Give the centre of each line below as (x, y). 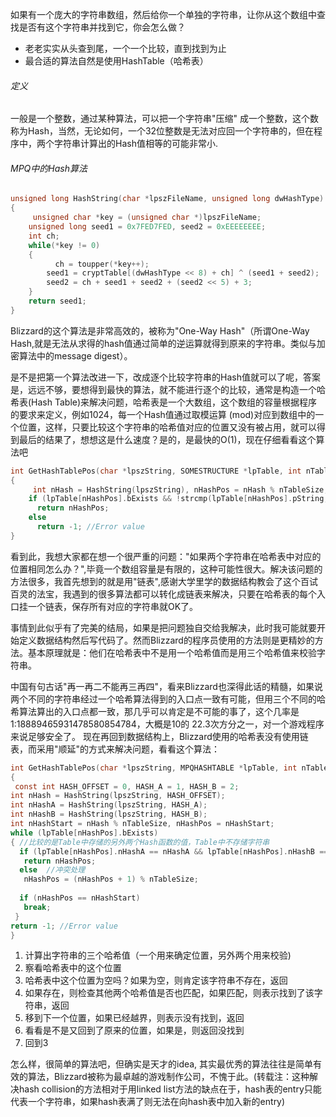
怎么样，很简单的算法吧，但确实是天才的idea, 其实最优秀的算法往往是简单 (162, 1064)
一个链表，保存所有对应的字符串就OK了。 (113, 606)
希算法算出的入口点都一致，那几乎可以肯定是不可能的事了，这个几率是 (155, 711)
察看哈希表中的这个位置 (73, 968)
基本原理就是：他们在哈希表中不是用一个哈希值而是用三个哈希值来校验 (172, 652)
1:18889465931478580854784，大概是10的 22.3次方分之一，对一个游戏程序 (167, 724)
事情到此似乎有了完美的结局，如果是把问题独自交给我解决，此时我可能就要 (163, 627)
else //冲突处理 (52, 870)
